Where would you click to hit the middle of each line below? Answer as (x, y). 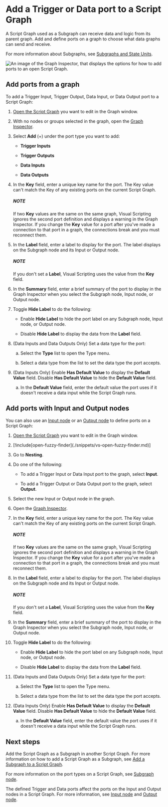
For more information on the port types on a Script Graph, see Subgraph (80, 774)
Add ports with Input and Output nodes (68, 408)
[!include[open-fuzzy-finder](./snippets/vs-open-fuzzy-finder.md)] (82, 445)
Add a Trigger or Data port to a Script (84, 9)
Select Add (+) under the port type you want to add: (66, 136)
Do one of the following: (38, 464)
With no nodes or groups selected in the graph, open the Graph (78, 121)
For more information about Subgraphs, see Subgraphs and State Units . (79, 54)
